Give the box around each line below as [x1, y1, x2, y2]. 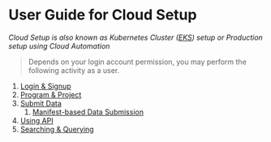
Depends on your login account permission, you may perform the [28, 57, 247, 67]
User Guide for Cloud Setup [8, 6, 197, 24]
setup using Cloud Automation [8, 41, 110, 50]
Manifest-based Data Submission [32, 107, 144, 117]
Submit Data [19, 98, 62, 108]
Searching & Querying [19, 124, 95, 134]
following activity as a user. [28, 65, 120, 75]
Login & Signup [19, 81, 71, 91]
